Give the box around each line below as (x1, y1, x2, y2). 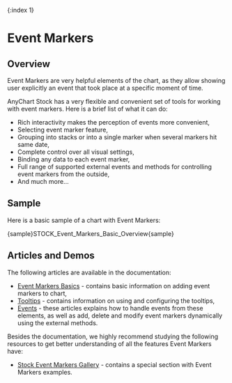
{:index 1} (7, 6, 35, 14)
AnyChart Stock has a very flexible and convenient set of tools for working (7, 97, 221, 105)
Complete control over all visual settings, (17, 148, 134, 156)
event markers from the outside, (17, 170, 110, 178)
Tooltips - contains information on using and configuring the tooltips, (17, 296, 215, 305)
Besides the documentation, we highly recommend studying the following (7, 332, 219, 341)
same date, (17, 141, 50, 148)
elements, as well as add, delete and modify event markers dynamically (17, 311, 223, 320)
